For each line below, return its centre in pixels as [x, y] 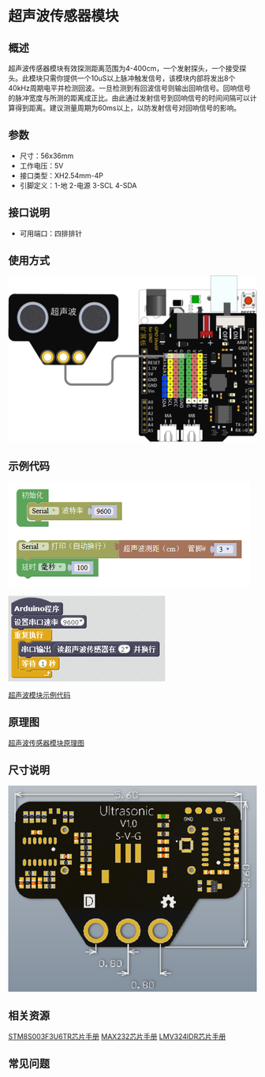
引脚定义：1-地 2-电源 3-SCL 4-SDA [78, 185]
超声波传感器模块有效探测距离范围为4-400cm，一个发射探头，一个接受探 [127, 68]
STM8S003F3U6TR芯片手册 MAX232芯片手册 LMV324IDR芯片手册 [117, 1036]
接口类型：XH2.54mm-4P [62, 176]
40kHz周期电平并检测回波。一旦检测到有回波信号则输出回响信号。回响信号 [129, 88]
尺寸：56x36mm [47, 156]
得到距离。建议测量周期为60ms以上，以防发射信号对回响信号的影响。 [128, 108]
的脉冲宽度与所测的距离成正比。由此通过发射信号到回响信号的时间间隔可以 [129, 98]
